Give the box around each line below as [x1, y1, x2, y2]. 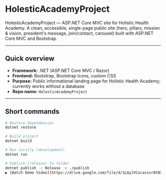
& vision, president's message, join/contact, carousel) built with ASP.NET [5, 30, 154, 36]
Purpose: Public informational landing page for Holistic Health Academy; [12, 78, 161, 84]
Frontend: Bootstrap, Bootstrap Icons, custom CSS [12, 72, 116, 78]
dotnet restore [5, 125, 37, 130]
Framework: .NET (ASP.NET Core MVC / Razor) [12, 68, 110, 73]
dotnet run [5, 152, 28, 157]
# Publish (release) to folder [5, 161, 70, 166]
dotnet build [5, 139, 32, 144]
